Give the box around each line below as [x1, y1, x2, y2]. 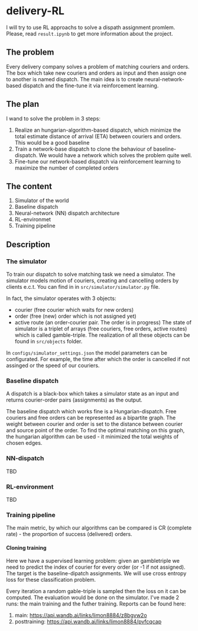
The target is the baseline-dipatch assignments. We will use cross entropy [6, 570, 187, 577]
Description [6, 239, 50, 250]
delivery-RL [6, 4, 65, 18]
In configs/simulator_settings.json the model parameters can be [6, 349, 167, 356]
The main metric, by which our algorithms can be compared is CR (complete [6, 524, 192, 531]
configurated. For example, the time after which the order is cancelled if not [6, 356, 190, 363]
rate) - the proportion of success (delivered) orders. [6, 531, 132, 538]
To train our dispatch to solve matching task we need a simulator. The [6, 271, 176, 278]
